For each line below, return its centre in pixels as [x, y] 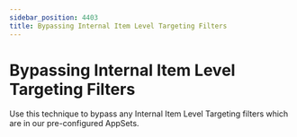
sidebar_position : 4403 [54, 17]
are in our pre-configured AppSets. [74, 124]
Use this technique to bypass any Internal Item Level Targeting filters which [149, 114]
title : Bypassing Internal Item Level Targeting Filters [118, 26]
